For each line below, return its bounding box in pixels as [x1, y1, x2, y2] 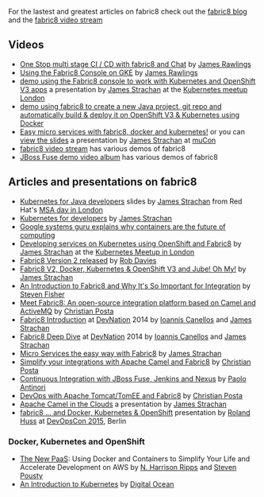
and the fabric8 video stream [8, 15, 103, 25]
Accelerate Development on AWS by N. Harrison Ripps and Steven [19, 462, 237, 472]
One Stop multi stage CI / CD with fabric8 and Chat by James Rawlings [19, 59, 251, 68]
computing [19, 230, 55, 239]
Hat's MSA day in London [19, 204, 103, 214]
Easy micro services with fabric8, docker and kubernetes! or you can [19, 126, 246, 136]
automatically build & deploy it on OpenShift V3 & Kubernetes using [19, 110, 240, 119]
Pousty [19, 471, 44, 480]
